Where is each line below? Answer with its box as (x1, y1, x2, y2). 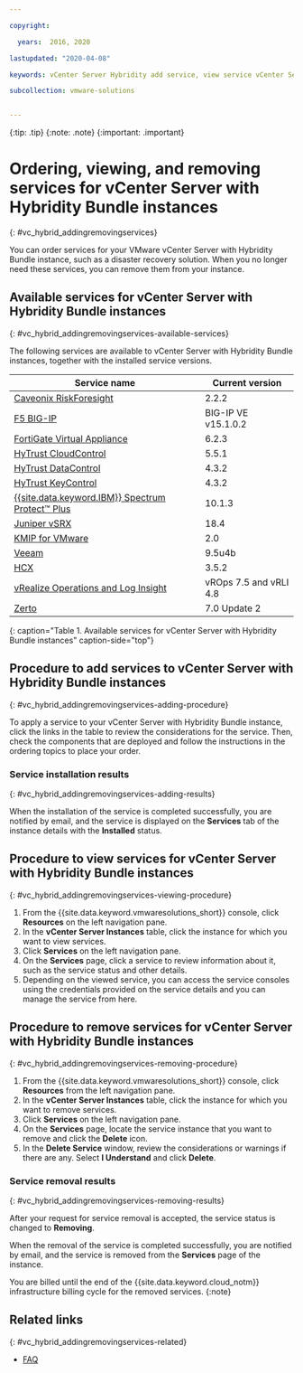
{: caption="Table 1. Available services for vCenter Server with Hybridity (9, 625, 277, 635)
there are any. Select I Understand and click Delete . (22, 1152, 216, 1162)
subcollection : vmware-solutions (9, 87, 135, 96)
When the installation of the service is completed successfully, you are (9, 805, 272, 816)
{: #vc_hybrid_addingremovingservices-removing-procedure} (9, 1058, 239, 1068)
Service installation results (9, 767, 130, 780)
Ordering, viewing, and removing (9, 159, 262, 179)
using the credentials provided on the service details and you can (22, 983, 266, 994)
